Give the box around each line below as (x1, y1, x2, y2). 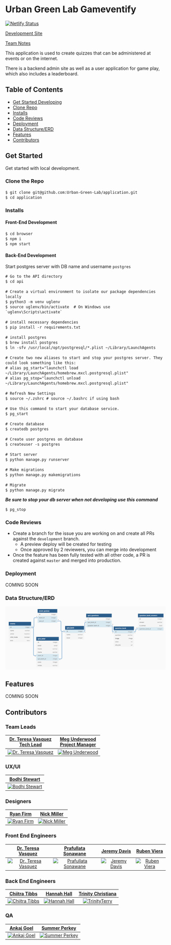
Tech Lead (19, 741, 42, 748)
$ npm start (5, 241, 31, 246)
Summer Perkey (41, 925, 76, 931)
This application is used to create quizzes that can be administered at (5, 50, 151, 56)
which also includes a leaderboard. (5, 70, 79, 77)
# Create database (5, 421, 44, 427)
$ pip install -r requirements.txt (5, 325, 81, 330)
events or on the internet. (5, 55, 59, 62)
